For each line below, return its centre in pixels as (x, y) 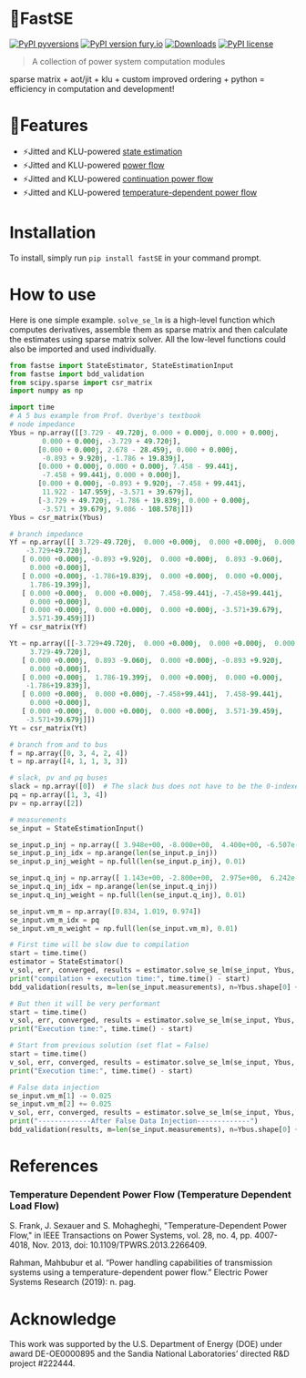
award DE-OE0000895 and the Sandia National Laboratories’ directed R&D (149, 1354)
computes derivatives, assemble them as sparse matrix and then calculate (149, 329)
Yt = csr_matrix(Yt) (49, 728)
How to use (53, 294)
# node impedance (42, 424)
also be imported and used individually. (83, 349)
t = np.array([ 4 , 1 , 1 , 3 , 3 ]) (69, 761)
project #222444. (42, 1363)
